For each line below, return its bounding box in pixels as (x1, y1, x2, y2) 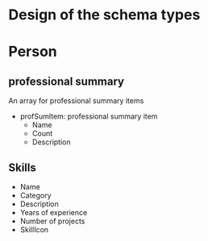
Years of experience (19, 208, 88, 217)
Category (19, 191, 52, 200)
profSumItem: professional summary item (19, 111, 158, 122)
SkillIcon (19, 225, 49, 235)
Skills (8, 160, 36, 174)
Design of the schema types (8, 6, 201, 24)
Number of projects (19, 216, 85, 226)
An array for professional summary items (8, 96, 144, 106)
